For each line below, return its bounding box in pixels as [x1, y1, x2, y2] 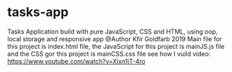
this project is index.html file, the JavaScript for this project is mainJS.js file [7, 42, 225, 50]
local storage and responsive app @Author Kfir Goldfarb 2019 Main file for [7, 34, 223, 43]
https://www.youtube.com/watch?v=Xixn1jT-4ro [7, 57, 146, 65]
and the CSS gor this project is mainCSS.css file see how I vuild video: [7, 50, 211, 58]
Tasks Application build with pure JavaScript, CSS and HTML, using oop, [7, 27, 218, 36]
